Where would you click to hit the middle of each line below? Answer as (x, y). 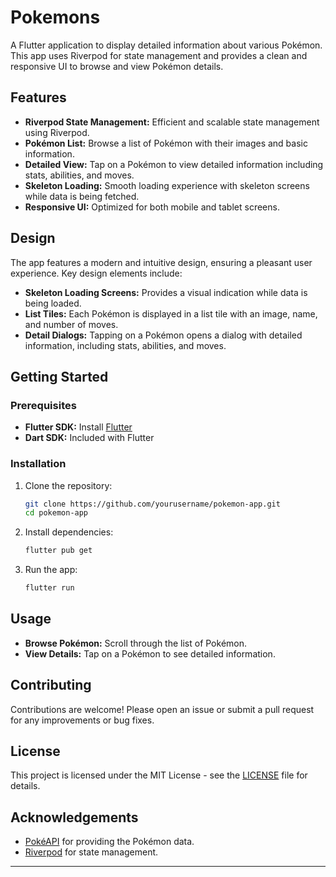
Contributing (51, 685)
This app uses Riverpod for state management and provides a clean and (159, 55)
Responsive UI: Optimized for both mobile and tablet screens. (152, 207)
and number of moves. (71, 324)
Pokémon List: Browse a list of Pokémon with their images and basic (166, 143)
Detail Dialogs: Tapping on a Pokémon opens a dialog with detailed (163, 335)
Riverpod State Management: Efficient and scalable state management (172, 122)
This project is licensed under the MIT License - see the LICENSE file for (159, 775)
